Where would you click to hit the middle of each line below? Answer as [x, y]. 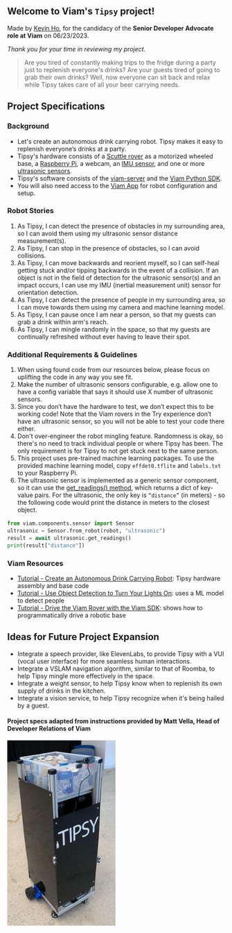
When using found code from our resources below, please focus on [113, 370]
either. [26, 429]
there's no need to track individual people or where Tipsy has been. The [120, 444]
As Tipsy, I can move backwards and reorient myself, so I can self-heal [118, 262]
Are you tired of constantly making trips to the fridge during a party [120, 62]
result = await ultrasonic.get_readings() [69, 538]
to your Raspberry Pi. [47, 473]
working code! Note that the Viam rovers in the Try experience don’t [114, 414]
